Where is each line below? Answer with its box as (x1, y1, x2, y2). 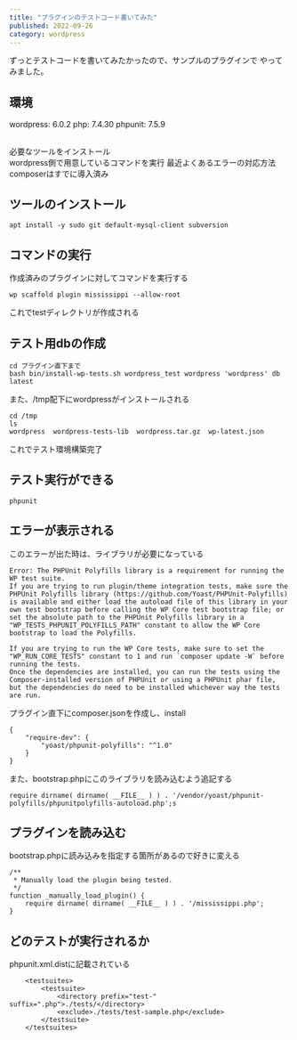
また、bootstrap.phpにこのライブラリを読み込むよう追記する (9, 773, 233, 784)
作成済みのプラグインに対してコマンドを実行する (9, 272, 189, 283)
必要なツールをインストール (9, 146, 111, 157)
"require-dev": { (25, 733, 90, 742)
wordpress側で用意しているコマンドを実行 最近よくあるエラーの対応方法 (9, 157, 277, 167)
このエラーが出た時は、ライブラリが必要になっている (9, 548, 205, 559)
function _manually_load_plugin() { (9, 891, 145, 900)
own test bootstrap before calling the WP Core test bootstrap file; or (9, 605, 285, 614)
